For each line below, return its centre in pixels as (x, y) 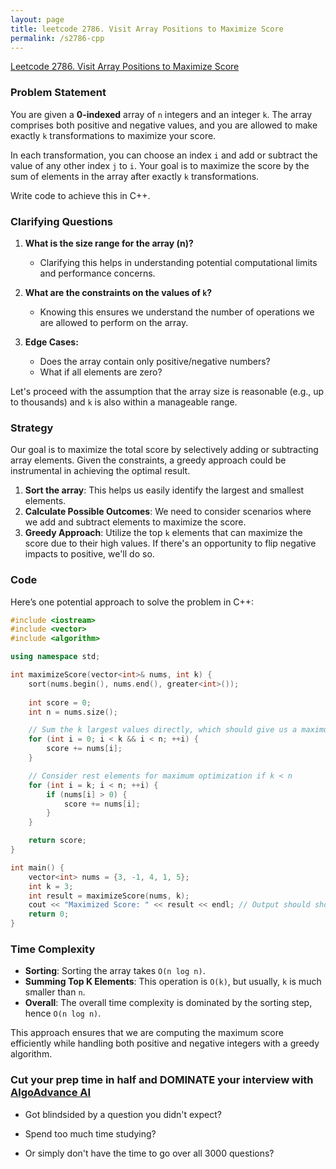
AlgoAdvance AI (51, 1093)
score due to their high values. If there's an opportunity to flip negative (170, 543)
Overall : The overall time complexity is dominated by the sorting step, (168, 1003)
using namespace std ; (55, 657)
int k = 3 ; (51, 886)
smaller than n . (55, 992)
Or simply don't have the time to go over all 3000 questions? (149, 1153)
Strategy (32, 428)
